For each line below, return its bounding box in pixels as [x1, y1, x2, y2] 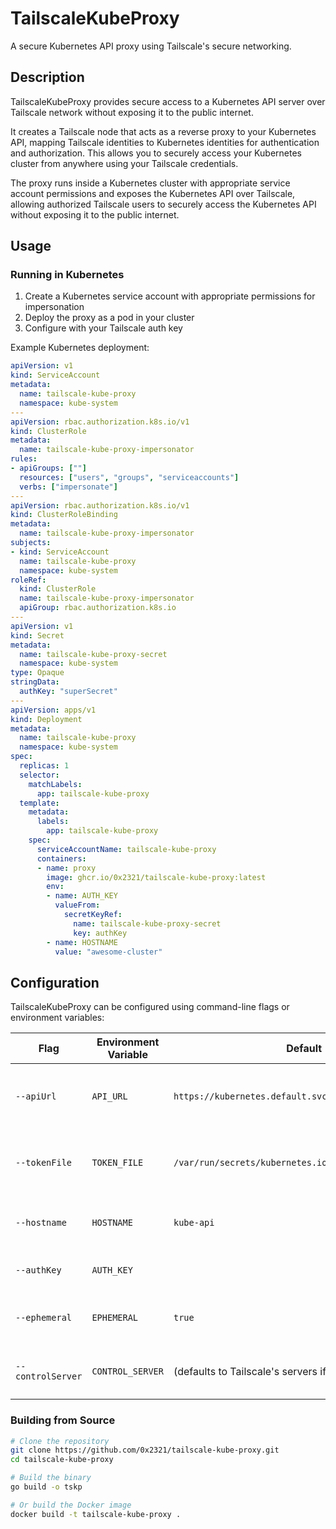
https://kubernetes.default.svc [173, 1091, 328, 1102]
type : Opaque [10, 668, 65, 678]
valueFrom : [54, 900, 101, 911]
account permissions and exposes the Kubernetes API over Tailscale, [10, 187, 296, 199]
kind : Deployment [10, 714, 83, 724]
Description [10, 69, 85, 86]
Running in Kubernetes [10, 268, 125, 282]
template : [19, 798, 60, 808]
